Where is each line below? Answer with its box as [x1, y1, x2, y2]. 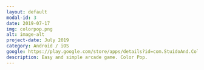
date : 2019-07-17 [6, 20, 50, 26]
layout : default [6, 9, 47, 15]
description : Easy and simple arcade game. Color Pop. [6, 54, 148, 60]
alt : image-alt [6, 32, 45, 38]
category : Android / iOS [6, 43, 69, 49]
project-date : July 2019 [6, 37, 69, 43]
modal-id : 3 [6, 15, 36, 21]
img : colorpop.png [6, 26, 53, 32]
